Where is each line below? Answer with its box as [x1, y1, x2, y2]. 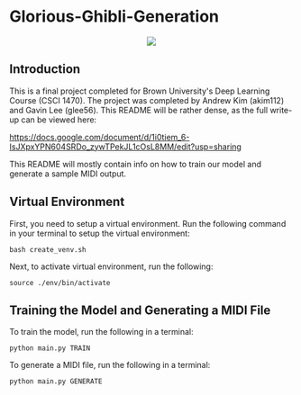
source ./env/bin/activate [9, 278, 111, 287]
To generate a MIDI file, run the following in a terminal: [9, 360, 211, 371]
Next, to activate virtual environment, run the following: [9, 261, 214, 272]
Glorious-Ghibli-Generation [9, 6, 219, 27]
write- [269, 104, 293, 115]
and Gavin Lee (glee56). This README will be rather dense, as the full [9, 104, 269, 115]
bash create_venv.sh [9, 245, 87, 254]
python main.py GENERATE [9, 377, 103, 386]
